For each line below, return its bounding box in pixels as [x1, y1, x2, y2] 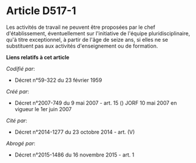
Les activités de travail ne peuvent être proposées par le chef [6, 24, 155, 31]
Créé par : [6, 88, 30, 95]
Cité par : [6, 117, 28, 124]
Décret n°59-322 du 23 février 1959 [14, 76, 102, 84]
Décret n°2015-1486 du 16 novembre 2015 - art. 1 [14, 151, 135, 158]
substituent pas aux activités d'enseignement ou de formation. [6, 42, 158, 49]
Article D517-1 [6, 4, 77, 18]
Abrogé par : [6, 139, 35, 147]
